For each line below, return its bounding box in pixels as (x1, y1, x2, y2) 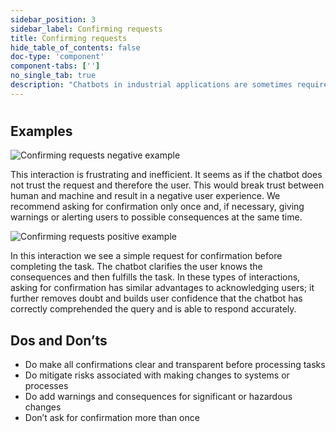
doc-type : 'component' (10, 52, 105, 62)
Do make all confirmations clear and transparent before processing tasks (24, 359, 326, 371)
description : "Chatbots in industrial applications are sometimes (10, 80, 293, 90)
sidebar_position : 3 (10, 14, 97, 25)
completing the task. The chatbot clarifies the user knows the (10, 261, 263, 273)
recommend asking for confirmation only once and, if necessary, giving (10, 201, 305, 213)
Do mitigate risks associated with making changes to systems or (24, 369, 290, 381)
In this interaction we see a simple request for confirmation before (10, 250, 283, 262)
